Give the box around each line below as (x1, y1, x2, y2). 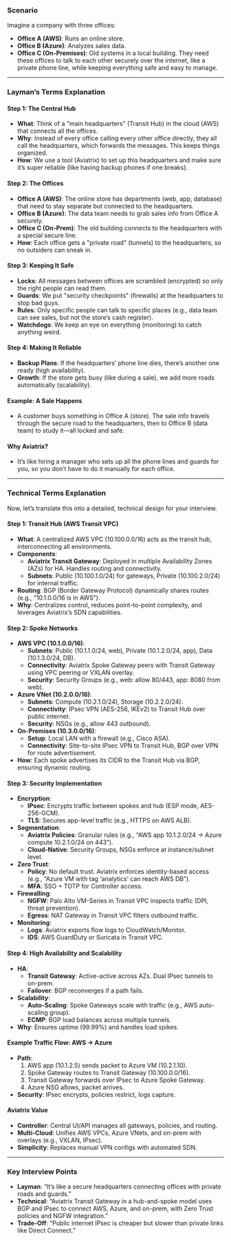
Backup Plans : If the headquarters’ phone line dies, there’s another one (16, 359, 220, 367)
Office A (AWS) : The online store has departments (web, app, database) (16, 195, 223, 203)
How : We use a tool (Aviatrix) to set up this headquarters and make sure (16, 156, 221, 164)
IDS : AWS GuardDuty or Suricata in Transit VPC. (27, 933, 164, 942)
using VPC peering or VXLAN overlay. (27, 668, 135, 677)
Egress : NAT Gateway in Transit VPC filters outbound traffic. (27, 911, 199, 920)
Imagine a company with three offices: (7, 21, 116, 30)
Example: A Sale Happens (7, 396, 82, 404)
